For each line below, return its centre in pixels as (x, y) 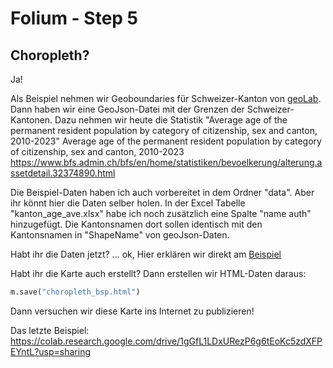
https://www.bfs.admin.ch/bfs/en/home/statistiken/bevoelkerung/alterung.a (166, 162)
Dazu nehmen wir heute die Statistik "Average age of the (171, 120)
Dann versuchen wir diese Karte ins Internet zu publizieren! (132, 311)
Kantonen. (31, 120)
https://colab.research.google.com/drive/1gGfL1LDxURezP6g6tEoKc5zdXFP (166, 341)
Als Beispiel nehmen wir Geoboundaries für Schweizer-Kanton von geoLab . (166, 98)
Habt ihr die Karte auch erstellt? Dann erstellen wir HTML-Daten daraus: (158, 273)
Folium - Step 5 (74, 18)
